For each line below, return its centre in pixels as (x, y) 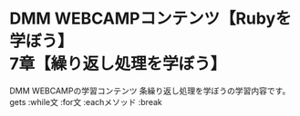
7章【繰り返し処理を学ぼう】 (118, 64)
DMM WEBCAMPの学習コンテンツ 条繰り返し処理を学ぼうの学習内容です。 (150, 91)
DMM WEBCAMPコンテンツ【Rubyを (150, 19)
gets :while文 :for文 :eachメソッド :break (86, 101)
